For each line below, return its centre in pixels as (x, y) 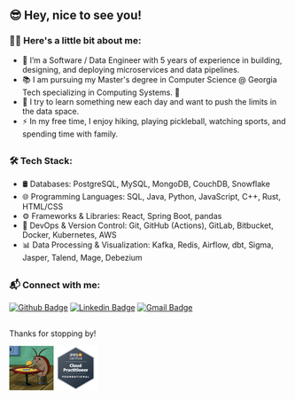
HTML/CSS (43, 207)
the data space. (50, 111)
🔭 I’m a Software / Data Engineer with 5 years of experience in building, (152, 60)
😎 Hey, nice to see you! (75, 16)
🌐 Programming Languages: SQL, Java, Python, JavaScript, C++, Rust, (151, 197)
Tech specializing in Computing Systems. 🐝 (101, 92)
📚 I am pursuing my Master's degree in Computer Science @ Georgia (149, 79)
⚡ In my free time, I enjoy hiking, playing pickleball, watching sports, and (154, 121)
